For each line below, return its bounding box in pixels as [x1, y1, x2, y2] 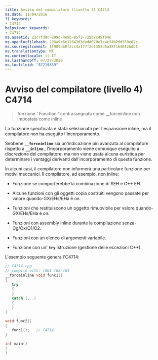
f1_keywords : [5, 16, 32, 21]
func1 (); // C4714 [11, 328, 54, 333]
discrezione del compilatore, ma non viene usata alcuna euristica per [5, 151, 146, 157]
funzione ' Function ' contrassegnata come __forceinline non [17, 111, 140, 117]
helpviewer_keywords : [5, 26, 50, 31]
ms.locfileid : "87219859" [5, 62, 58, 67]
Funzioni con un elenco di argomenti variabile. [12, 235, 106, 241]
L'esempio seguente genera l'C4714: [5, 254, 80, 260]
